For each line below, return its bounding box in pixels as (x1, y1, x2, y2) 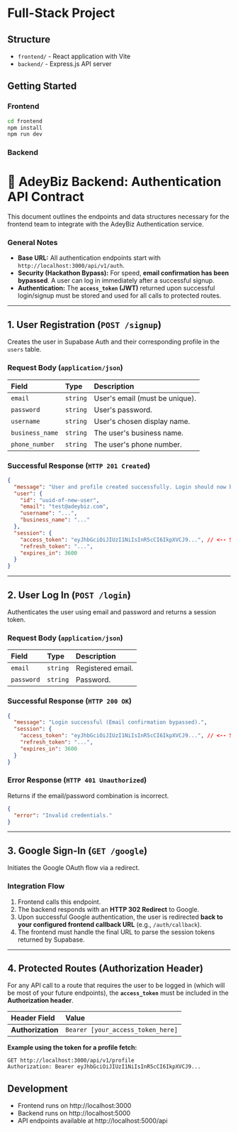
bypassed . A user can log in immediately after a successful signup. (17, 276, 215, 285)
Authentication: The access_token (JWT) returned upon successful (17, 284, 215, 293)
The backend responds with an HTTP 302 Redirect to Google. (17, 905, 200, 913)
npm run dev (7, 131, 42, 138)
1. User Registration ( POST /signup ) (7, 318, 161, 331)
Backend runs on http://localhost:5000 (17, 1109, 131, 1118)
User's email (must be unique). (93, 393, 197, 403)
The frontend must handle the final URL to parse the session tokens (17, 927, 215, 936)
